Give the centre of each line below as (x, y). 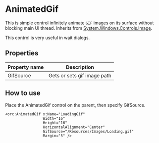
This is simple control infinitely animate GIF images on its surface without (79, 23)
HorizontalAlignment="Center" (74, 127)
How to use (23, 93)
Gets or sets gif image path (80, 75)
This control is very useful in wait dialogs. (48, 38)
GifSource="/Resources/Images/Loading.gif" (88, 131)
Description (80, 67)
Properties (22, 53)
